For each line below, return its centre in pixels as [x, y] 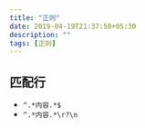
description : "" [40, 34]
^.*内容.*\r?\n [50, 115]
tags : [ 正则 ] [33, 43]
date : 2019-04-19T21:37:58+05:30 [73, 26]
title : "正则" [35, 18]
